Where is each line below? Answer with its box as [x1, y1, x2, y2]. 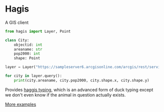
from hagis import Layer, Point [5, 29, 71, 34]
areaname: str [14, 47, 42, 52]
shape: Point [14, 56, 41, 61]
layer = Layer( [5, 65, 36, 70]
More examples [5, 101, 37, 107]
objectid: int [14, 42, 42, 47]
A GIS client [5, 19, 29, 25]
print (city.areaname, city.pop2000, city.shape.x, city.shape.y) [14, 78, 150, 83]
